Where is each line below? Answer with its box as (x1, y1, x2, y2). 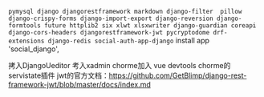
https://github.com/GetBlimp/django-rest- (108, 71, 247, 80)
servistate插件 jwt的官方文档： (8, 71, 110, 80)
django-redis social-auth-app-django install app (47, 36, 210, 45)
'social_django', (8, 44, 59, 54)
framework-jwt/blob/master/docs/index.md (8, 80, 151, 89)
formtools (8, 22, 42, 30)
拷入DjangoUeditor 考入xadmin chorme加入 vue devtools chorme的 (8, 61, 231, 70)
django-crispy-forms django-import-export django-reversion (8, 14, 214, 22)
